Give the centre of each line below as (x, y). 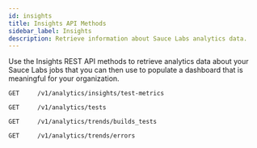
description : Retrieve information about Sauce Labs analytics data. (128, 38)
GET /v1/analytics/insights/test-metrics (86, 94)
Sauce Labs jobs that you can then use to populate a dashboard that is (126, 70)
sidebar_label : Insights (50, 31)
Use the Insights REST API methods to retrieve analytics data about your (128, 61)
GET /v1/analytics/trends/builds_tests (83, 122)
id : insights (30, 16)
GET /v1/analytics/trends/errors (72, 136)
